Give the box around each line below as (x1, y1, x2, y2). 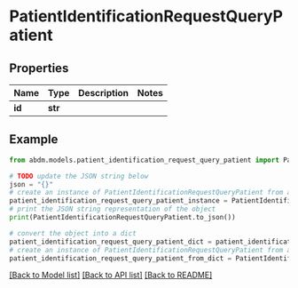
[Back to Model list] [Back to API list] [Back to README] (9, 269, 213, 281)
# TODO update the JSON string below (9, 172, 149, 180)
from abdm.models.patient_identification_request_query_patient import (9, 156, 279, 164)
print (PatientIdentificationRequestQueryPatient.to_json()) (9, 213, 237, 222)
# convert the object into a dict (9, 228, 137, 237)
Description (78, 87, 129, 99)
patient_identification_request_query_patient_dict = (9, 237, 213, 246)
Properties (9, 60, 69, 76)
